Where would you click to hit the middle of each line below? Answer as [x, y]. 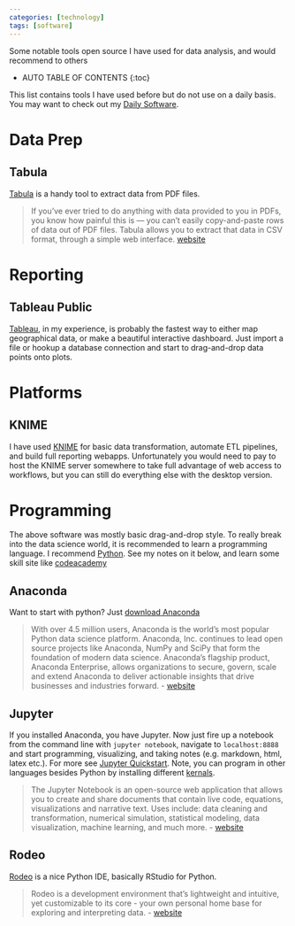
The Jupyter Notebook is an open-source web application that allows [157, 790]
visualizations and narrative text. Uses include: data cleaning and [149, 809]
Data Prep [46, 139]
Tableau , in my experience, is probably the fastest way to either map [134, 328]
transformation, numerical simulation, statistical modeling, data [145, 818]
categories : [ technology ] [57, 17]
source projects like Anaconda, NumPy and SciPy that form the [145, 648]
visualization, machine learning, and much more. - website [137, 828]
